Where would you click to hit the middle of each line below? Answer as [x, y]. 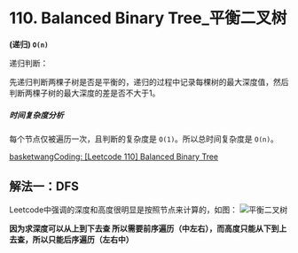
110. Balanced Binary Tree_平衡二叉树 [148, 18]
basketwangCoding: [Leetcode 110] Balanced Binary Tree [114, 157]
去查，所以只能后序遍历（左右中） [71, 239]
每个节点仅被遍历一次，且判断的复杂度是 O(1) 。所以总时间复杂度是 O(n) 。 [144, 139]
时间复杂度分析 [36, 115]
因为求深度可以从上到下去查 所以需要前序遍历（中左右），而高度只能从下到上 [148, 228]
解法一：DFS [44, 187]
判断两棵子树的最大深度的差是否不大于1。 [85, 93]
